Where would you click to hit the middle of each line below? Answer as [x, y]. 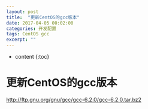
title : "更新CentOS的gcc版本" [43, 17]
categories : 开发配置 [31, 28]
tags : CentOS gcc [28, 34]
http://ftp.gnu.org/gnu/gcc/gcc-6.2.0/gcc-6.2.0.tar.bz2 [74, 99]
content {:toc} [32, 57]
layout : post [22, 12]
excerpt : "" [21, 40]
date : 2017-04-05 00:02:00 [40, 23]
